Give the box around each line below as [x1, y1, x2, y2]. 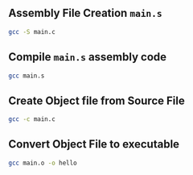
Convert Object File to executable [8, 137, 179, 152]
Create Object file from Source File [8, 94, 185, 107]
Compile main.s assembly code [8, 50, 167, 64]
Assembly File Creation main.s [8, 6, 162, 20]
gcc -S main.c [8, 27, 56, 35]
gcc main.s [8, 72, 45, 80]
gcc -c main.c [8, 115, 56, 123]
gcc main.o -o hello [8, 159, 78, 167]
